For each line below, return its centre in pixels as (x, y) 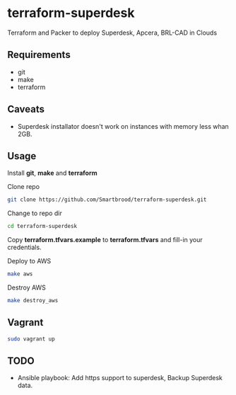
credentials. (24, 247)
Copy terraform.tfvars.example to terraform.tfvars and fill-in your (105, 240)
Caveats (26, 109)
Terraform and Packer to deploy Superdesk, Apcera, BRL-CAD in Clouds (112, 33)
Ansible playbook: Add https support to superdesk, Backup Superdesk (120, 378)
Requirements (39, 55)
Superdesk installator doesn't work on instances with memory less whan (123, 126)
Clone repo (24, 187)
